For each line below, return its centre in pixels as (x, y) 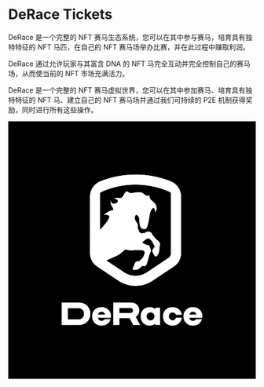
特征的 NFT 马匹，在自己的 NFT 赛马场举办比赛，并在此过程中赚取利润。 (132, 47)
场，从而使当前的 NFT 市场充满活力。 (69, 73)
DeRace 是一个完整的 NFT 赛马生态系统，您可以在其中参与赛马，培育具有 (127, 37)
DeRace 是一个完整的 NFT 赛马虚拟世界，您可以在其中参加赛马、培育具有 (127, 90)
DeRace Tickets (60, 15)
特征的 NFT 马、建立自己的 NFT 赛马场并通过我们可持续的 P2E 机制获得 (130, 100)
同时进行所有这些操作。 (60, 110)
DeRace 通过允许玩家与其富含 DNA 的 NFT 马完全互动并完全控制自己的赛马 (130, 64)
